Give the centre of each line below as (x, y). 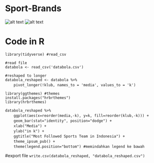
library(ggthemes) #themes (32, 93)
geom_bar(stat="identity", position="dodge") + (63, 121)
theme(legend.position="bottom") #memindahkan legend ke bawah (79, 147)
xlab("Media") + (30, 126)
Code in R (25, 41)
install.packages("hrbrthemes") (38, 98)
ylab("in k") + (29, 131)
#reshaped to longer (26, 76)
